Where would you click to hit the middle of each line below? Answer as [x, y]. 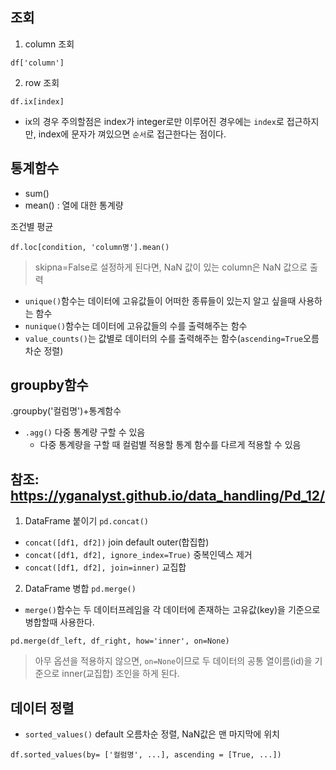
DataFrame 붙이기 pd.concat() [86, 521]
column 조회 [49, 44]
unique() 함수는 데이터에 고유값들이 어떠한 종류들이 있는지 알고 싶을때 [160, 300]
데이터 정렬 [42, 708]
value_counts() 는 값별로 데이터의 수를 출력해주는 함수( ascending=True [164, 338]
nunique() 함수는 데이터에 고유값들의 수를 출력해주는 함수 [136, 325]
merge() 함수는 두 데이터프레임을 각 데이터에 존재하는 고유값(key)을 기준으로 [172, 610]
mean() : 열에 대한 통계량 [74, 205]
